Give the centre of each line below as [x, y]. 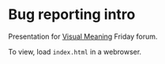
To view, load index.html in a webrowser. [75, 51]
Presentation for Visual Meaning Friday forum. [83, 36]
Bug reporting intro [72, 15]
